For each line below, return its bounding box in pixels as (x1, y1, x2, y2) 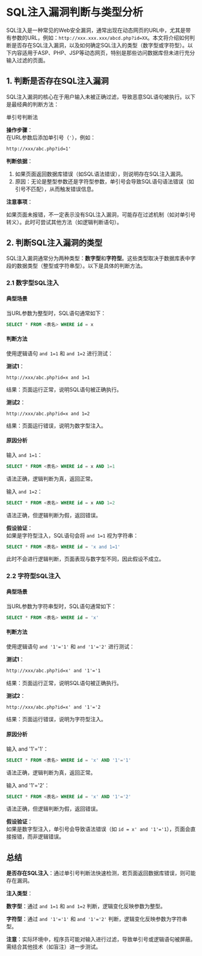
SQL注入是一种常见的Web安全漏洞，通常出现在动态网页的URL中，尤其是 (6, 26, 186, 34)
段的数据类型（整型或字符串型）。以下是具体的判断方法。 (6, 262, 146, 270)
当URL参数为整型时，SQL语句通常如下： (6, 309, 106, 317)
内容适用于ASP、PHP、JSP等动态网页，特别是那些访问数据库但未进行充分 (11, 49, 195, 56)
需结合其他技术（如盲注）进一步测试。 (6, 943, 101, 951)
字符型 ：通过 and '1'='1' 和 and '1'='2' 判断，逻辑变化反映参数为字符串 (6, 916, 188, 923)
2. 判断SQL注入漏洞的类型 (6, 238, 103, 248)
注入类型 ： (6, 890, 33, 897)
